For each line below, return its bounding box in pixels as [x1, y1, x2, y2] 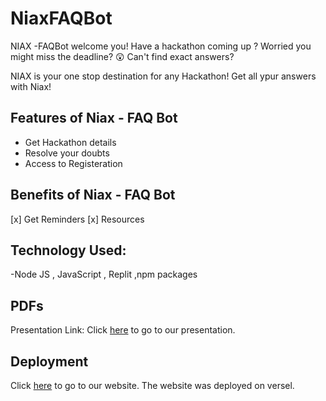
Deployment [10, 353, 89, 370]
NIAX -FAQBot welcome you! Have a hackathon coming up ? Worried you [10, 40, 312, 52]
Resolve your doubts [24, 147, 110, 159]
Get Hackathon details [24, 136, 117, 148]
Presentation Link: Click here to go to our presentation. [10, 324, 236, 336]
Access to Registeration [24, 157, 123, 169]
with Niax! [10, 80, 52, 92]
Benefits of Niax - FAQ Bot [10, 187, 176, 204]
